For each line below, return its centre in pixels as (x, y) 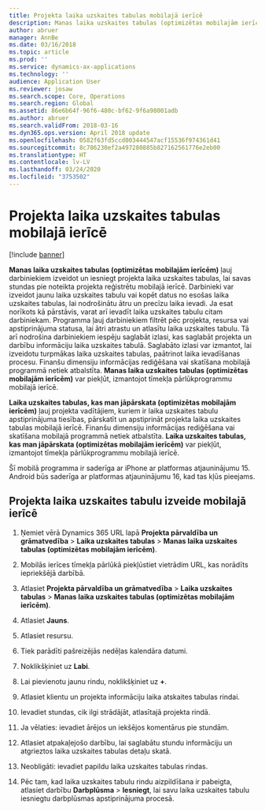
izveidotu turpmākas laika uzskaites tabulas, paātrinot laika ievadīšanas (125, 353)
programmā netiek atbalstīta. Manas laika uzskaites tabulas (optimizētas (129, 370)
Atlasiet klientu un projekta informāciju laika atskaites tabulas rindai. (130, 697)
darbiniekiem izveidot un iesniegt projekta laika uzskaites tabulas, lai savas (130, 278)
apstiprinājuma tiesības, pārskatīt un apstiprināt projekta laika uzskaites (125, 419)
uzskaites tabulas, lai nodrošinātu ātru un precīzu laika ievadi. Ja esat (121, 303)
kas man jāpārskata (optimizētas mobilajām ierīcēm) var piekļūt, (115, 444)
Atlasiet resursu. (47, 635)
